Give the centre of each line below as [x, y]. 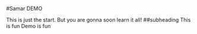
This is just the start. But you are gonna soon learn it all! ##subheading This [99, 20]
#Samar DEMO [24, 8]
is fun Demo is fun [28, 26]
